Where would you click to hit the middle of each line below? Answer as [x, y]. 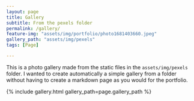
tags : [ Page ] [23, 45]
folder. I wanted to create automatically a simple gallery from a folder [92, 74]
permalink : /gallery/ [33, 28]
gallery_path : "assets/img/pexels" [51, 39]
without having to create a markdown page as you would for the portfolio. [97, 80]
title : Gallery [25, 17]
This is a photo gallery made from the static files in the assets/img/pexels [97, 67]
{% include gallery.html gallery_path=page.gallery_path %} [79, 91]
